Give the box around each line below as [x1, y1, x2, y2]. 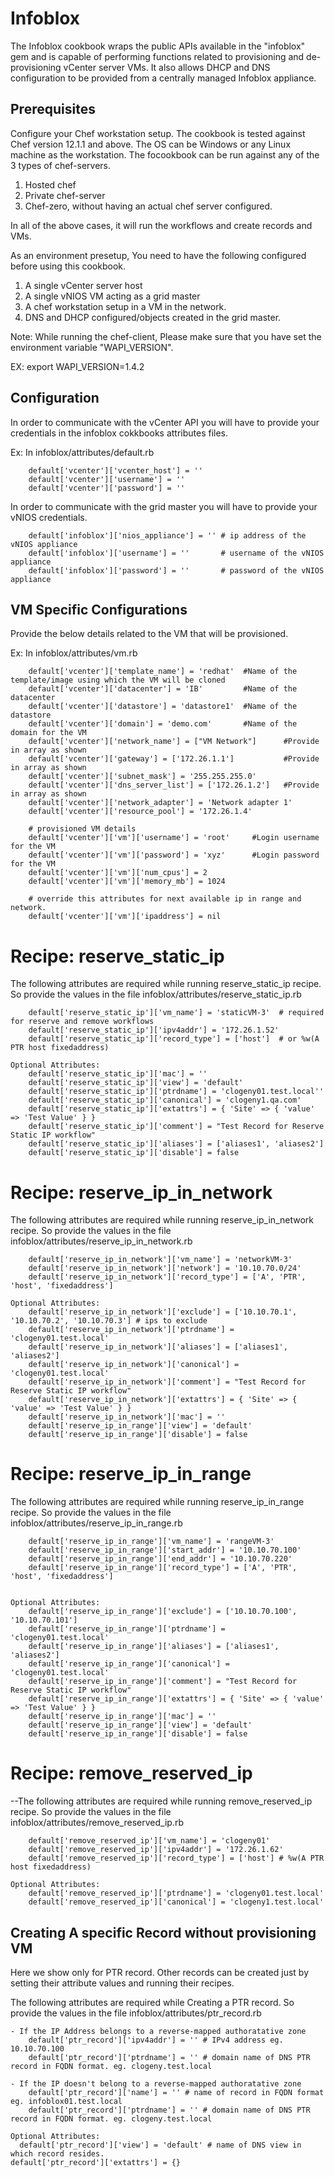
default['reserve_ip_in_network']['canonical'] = [28, 1360, 240, 1370]
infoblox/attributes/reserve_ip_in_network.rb [10, 1235, 193, 1247]
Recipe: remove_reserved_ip [10, 1762, 253, 1785]
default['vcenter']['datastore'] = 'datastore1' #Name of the [28, 702, 298, 712]
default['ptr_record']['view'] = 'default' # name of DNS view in [19, 2140, 302, 2150]
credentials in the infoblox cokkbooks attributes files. [10, 427, 229, 439]
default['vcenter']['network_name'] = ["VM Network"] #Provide [28, 737, 320, 747]
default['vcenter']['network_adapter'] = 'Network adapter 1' [28, 798, 293, 808]
